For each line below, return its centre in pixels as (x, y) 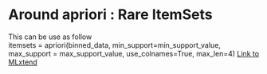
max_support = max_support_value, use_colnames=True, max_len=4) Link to (134, 53)
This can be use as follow (50, 37)
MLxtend (23, 62)
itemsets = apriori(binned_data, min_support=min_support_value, (115, 45)
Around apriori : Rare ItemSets (110, 15)
